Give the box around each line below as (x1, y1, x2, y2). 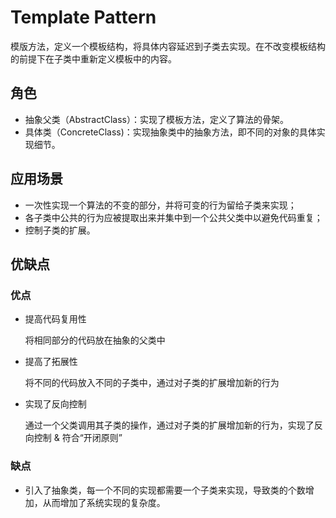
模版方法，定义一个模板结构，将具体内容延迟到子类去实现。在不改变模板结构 (10, 40, 326, 52)
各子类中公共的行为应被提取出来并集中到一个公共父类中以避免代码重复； (24, 211, 323, 223)
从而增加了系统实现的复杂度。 (42, 496, 166, 508)
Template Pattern (10, 6, 157, 29)
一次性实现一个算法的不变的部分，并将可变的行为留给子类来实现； (24, 199, 297, 211)
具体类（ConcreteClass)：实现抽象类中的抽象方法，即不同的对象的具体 (24, 126, 317, 138)
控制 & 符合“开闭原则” (33, 432, 123, 444)
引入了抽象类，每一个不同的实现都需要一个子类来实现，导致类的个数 (24, 484, 306, 496)
